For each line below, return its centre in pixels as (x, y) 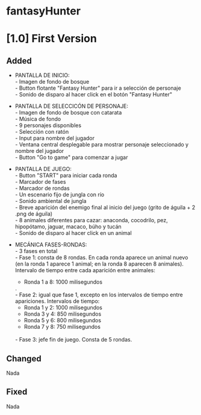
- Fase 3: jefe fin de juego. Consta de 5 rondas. (73, 340)
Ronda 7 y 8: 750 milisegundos (62, 327)
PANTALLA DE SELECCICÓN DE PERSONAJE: (71, 106)
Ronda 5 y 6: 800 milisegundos (62, 320)
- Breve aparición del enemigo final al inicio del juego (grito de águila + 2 (105, 207)
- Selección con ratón (42, 132)
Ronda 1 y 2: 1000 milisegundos (63, 308)
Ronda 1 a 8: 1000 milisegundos (63, 282)
